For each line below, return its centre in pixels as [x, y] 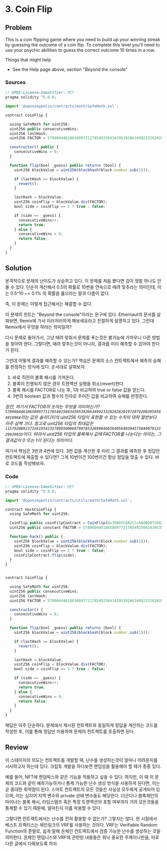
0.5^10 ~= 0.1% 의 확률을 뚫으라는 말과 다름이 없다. [60, 293]
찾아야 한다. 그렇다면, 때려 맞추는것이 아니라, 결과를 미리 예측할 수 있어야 [80, 344]
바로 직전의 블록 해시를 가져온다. [43, 377]
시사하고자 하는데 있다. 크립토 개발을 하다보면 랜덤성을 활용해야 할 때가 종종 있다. [83, 766]
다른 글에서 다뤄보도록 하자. [32, 844]
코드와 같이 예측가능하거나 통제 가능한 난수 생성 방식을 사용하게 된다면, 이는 [87, 783]
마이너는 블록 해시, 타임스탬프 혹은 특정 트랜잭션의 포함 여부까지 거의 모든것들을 [82, 802]
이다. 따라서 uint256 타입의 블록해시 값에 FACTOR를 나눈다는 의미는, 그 [92, 434]
